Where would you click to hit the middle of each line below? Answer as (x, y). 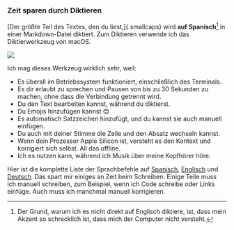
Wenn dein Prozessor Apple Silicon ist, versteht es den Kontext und (114, 141)
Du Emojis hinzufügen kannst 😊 (63, 111)
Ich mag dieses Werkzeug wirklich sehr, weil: (72, 68)
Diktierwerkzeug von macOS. (49, 41)
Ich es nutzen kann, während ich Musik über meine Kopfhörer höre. (114, 155)
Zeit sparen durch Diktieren (55, 10)
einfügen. (31, 126)
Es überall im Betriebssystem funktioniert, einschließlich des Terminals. (119, 82)
